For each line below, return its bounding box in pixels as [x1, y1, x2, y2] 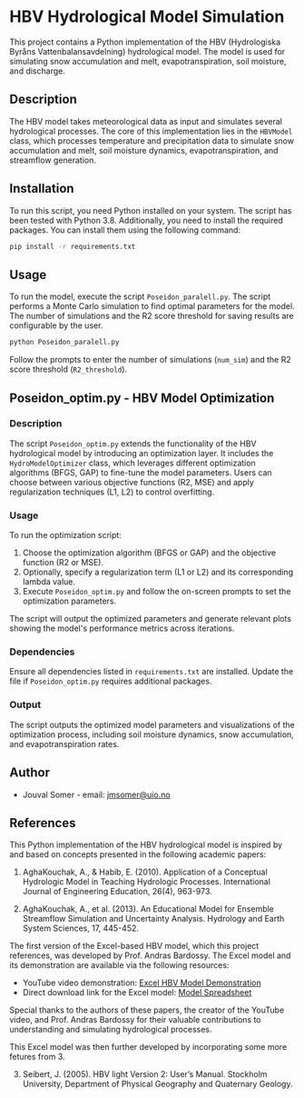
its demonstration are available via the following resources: [9, 960, 230, 971]
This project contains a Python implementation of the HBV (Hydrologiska [9, 36, 281, 47]
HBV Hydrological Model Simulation [9, 6, 285, 27]
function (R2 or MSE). [22, 557, 104, 568]
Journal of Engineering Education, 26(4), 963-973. [22, 886, 213, 897]
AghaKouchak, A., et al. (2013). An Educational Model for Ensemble [22, 903, 275, 914]
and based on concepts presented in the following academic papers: [9, 849, 267, 860]
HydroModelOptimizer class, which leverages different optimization [9, 457, 256, 468]
